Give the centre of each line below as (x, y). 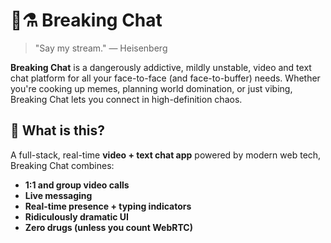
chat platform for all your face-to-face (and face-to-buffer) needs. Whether (165, 78)
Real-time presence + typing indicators (108, 206)
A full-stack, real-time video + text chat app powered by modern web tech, (166, 155)
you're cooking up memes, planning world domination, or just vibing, (151, 88)
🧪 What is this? (57, 130)
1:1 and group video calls (77, 185)
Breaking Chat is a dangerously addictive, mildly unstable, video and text (161, 67)
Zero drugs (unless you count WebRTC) (108, 227)
